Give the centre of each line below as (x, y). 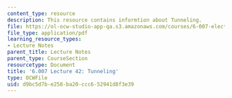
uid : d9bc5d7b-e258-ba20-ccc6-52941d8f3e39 (71, 84)
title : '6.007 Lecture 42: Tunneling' (63, 71)
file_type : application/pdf (48, 33)
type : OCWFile (28, 78)
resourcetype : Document (41, 65)
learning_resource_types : (44, 39)
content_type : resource (41, 13)
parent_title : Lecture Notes (49, 52)
